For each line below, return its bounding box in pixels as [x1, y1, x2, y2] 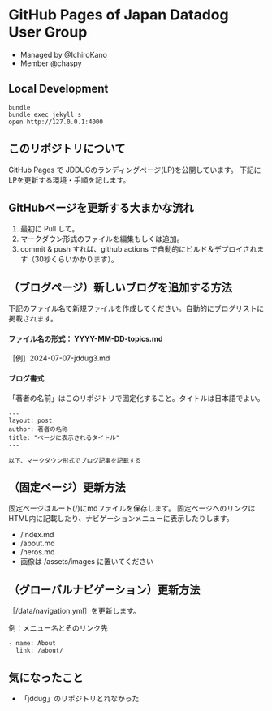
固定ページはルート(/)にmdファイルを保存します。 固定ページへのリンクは [8, 503, 256, 513]
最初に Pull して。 [19, 224, 80, 234]
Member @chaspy [19, 58, 83, 68]
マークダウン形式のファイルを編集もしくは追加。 [19, 234, 184, 244]
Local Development [8, 82, 109, 96]
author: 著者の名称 [8, 424, 68, 433]
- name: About [8, 640, 57, 648]
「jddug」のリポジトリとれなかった [19, 694, 140, 704]
